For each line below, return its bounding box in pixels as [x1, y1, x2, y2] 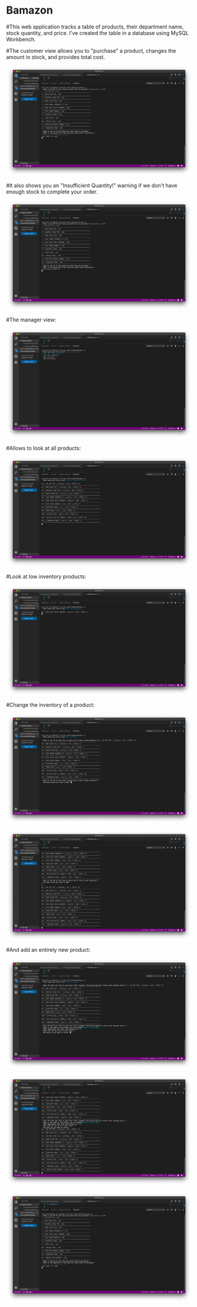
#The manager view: [6, 316, 57, 323]
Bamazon [6, 4, 53, 17]
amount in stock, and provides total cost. [6, 53, 105, 60]
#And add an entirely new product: [6, 947, 91, 954]
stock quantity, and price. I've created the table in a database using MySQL [6, 29, 189, 36]
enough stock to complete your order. [6, 188, 98, 195]
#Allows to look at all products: [6, 445, 81, 452]
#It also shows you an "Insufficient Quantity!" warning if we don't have [6, 182, 178, 189]
